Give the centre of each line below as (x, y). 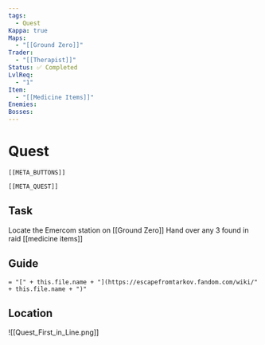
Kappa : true (28, 30)
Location (31, 313)
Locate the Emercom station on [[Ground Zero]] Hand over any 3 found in (129, 230)
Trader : (21, 53)
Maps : (17, 38)
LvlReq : (21, 75)
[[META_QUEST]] (33, 186)
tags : (17, 16)
